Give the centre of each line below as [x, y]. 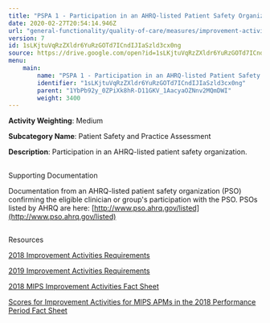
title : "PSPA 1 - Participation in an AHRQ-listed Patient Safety [122, 16]
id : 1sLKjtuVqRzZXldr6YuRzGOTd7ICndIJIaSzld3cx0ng [95, 46]
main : [32, 68]
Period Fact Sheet [38, 311]
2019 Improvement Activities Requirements [79, 271]
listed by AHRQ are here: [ [51, 208]
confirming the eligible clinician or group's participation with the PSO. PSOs [133, 199]
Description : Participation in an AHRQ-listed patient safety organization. [128, 152]
